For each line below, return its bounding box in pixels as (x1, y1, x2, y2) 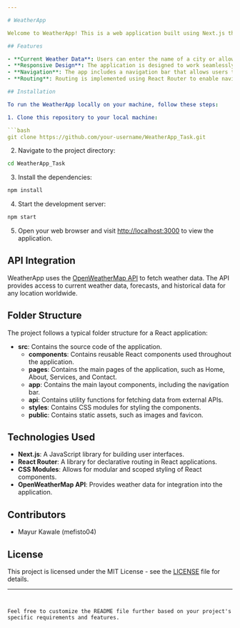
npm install (7, 187, 43, 194)
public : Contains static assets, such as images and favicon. (28, 410, 204, 419)
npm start (7, 213, 37, 221)
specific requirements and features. (7, 614, 120, 622)
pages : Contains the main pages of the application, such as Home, (28, 365, 225, 373)
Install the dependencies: (17, 173, 93, 182)
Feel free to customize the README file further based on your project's (7, 608, 232, 615)
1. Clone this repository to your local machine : (7, 113, 159, 121)
